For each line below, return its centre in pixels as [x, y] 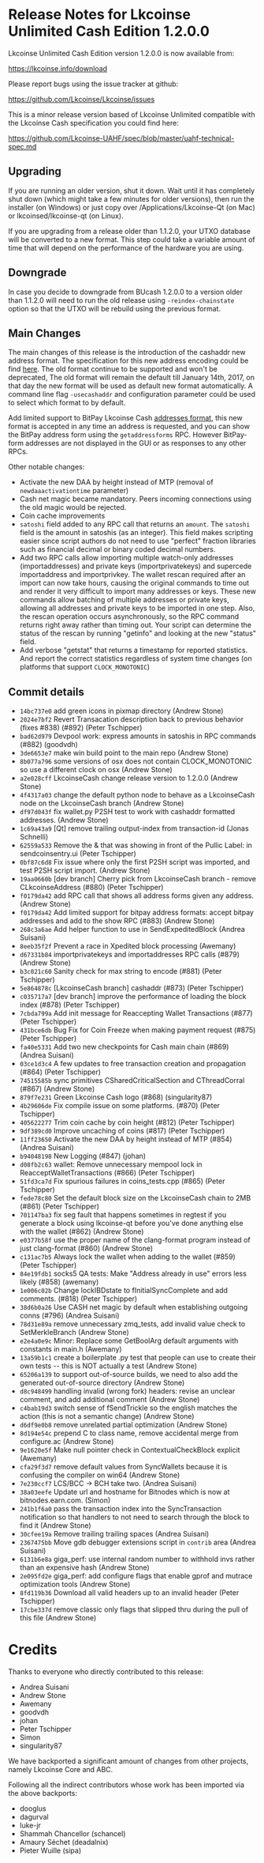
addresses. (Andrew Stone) [64, 820]
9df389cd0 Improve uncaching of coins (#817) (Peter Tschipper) [122, 1131]
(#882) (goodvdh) [49, 745]
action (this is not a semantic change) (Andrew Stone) [107, 1416]
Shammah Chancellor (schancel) [73, 1834]
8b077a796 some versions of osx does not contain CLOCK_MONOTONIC [136, 761]
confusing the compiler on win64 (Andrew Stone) [100, 1475]
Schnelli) [34, 837]
